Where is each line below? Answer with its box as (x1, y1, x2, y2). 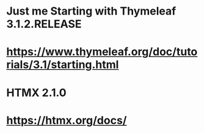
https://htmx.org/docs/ (6, 114, 127, 127)
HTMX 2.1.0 (6, 86, 67, 100)
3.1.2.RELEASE (6, 17, 82, 31)
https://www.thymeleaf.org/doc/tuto (6, 45, 198, 59)
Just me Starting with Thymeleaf (6, 4, 177, 18)
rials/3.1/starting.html (6, 58, 119, 72)
